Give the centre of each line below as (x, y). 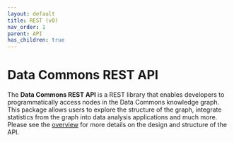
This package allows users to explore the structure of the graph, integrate (115, 110)
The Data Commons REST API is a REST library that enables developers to (116, 95)
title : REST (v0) (33, 20)
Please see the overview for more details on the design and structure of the (117, 125)
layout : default (31, 14)
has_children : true (36, 40)
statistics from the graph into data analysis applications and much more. (112, 117)
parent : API (25, 34)
